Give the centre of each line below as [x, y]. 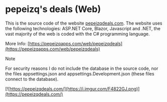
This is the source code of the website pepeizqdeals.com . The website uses [84, 23]
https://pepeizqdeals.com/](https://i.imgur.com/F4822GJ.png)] [75, 88]
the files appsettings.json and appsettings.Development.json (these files [80, 73]
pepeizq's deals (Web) [53, 9]
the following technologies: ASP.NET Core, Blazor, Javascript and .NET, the [83, 28]
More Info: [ [17, 43]
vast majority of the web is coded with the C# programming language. [77, 34]
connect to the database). [32, 79]
